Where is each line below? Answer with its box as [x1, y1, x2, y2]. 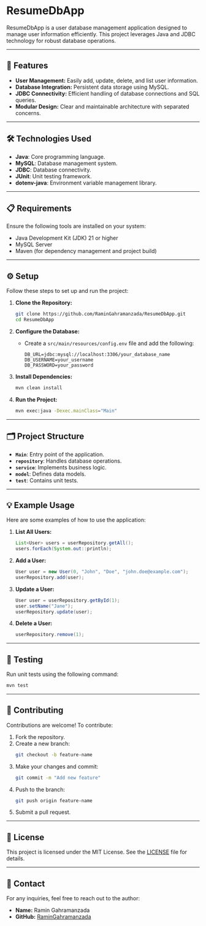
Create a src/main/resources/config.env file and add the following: [24, 340, 194, 347]
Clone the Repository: [15, 299, 72, 306]
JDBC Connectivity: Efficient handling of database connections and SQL [15, 89, 200, 97]
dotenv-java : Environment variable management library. [15, 179, 157, 186]
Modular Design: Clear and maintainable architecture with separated [15, 102, 189, 110]
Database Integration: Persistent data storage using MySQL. [15, 83, 170, 91]
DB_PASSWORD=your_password [24, 362, 94, 368]
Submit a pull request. [15, 808, 71, 816]
